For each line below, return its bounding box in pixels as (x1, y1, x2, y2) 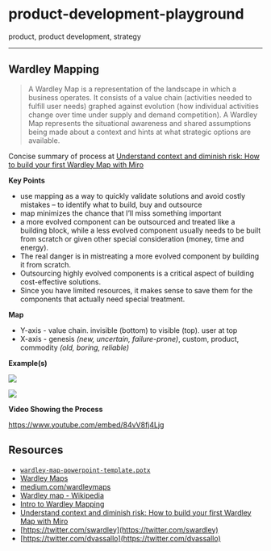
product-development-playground (8, 5, 244, 23)
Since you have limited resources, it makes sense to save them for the (19, 285, 253, 295)
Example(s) (8, 358, 48, 368)
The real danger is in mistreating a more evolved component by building (19, 251, 260, 261)
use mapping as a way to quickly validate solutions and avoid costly (19, 191, 246, 200)
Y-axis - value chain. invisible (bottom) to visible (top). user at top (19, 325, 238, 335)
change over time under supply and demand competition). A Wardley (27, 110, 258, 120)
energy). (19, 242, 49, 252)
